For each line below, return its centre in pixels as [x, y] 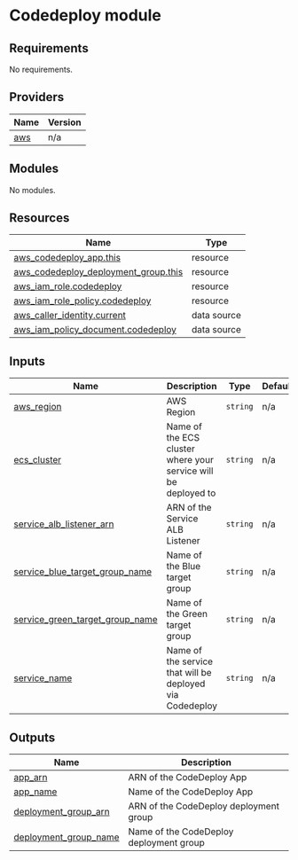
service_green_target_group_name [86, 620]
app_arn [31, 778]
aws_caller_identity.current [70, 316]
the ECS [183, 438]
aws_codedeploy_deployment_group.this [98, 272]
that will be [189, 673]
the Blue [184, 567]
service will [190, 471]
